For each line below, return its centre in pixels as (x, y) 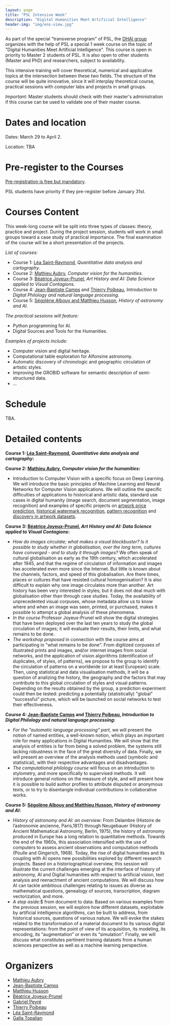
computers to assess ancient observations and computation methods (85, 847)
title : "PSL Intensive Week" (36, 15)
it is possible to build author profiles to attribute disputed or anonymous (88, 784)
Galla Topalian (27, 1018)
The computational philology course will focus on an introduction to (83, 768)
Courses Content (42, 212)
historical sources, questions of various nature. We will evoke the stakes (88, 918)
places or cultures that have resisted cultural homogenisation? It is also (87, 579)
